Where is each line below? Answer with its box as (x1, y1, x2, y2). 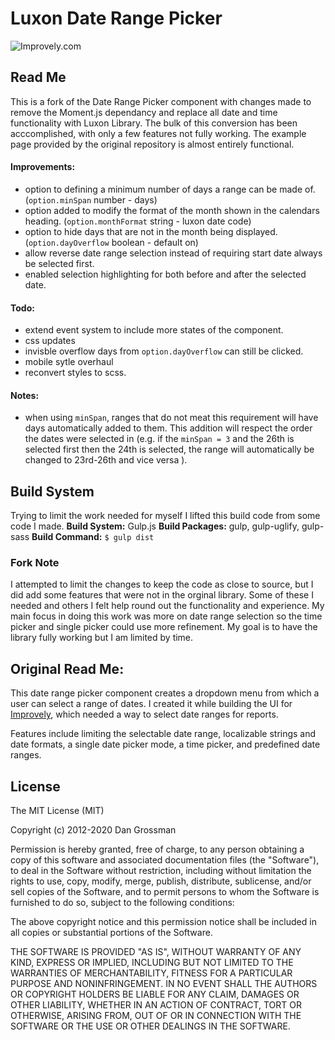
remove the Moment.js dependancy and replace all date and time (10, 106, 278, 118)
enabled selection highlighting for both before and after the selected (24, 268, 307, 280)
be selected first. (24, 257, 95, 269)
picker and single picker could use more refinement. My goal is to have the (10, 621, 318, 633)
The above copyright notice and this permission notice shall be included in (10, 916, 317, 928)
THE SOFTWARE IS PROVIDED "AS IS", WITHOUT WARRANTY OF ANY (10, 946, 302, 958)
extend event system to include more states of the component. (24, 324, 284, 336)
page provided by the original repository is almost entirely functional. (10, 138, 295, 150)
